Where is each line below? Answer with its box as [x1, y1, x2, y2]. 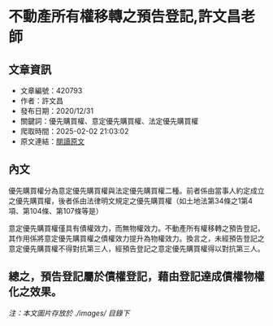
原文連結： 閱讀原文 [19, 137, 85, 146]
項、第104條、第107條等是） [8, 206, 103, 215]
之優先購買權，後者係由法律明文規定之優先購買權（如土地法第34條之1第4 [8, 196, 253, 206]
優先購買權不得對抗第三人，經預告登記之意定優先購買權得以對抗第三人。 [22, 243, 265, 253]
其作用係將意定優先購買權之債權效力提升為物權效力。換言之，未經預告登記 [8, 233, 258, 243]
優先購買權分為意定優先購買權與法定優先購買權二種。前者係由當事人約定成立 [8, 185, 265, 195]
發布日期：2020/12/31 [19, 106, 94, 115]
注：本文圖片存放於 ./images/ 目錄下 [8, 308, 130, 318]
